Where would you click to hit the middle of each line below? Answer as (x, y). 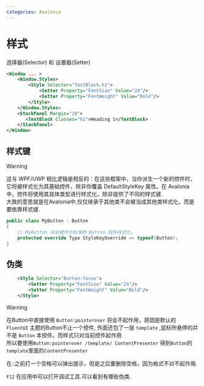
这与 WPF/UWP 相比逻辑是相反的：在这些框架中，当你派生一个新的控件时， (101, 179)
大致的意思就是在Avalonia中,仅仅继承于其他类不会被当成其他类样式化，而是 (100, 202)
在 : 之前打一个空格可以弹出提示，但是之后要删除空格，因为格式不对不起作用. (102, 363)
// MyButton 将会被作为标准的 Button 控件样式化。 (76, 232)
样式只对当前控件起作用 (92, 335)
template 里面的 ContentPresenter (47, 350)
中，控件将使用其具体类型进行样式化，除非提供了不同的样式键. (85, 194)
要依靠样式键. (23, 209)
